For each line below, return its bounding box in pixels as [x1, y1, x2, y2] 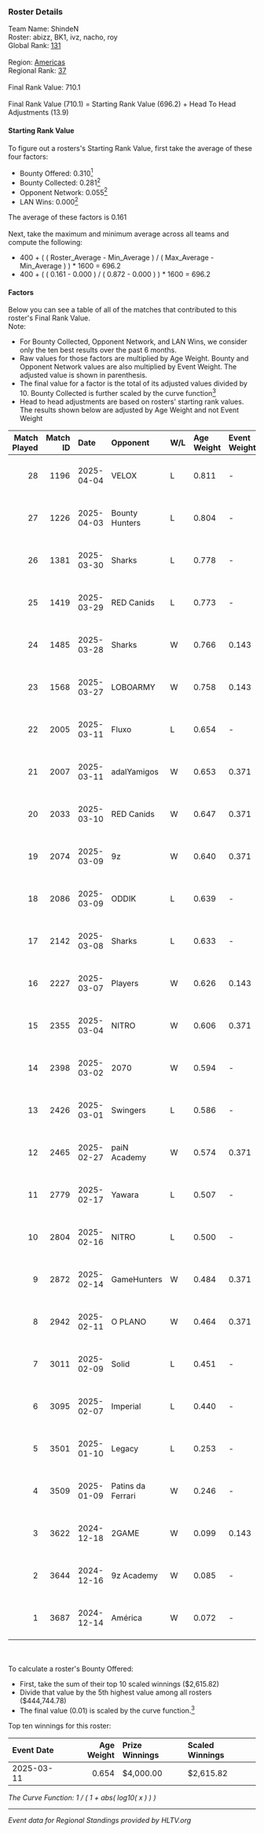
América [111, 1612, 143, 1623]
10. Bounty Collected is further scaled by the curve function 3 [19, 387, 216, 397]
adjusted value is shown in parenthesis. [19, 371, 148, 380]
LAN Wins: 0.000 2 [19, 196, 79, 207]
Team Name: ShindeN [8, 24, 79, 34]
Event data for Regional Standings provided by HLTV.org [8, 1815, 192, 1824]
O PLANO [111, 1316, 147, 1327]
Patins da [111, 1480, 146, 1491]
